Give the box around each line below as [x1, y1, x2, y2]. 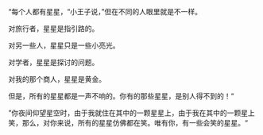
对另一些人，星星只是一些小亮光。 [8, 40, 120, 50]
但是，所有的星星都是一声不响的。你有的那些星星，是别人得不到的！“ [8, 91, 234, 101]
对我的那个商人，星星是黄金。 [8, 75, 106, 83]
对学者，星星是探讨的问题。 [8, 58, 99, 67]
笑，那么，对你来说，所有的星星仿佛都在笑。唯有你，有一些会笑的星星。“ [8, 118, 249, 127]
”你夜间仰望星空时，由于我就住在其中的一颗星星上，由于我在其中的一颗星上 [8, 108, 256, 118]
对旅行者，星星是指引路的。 [8, 24, 99, 33]
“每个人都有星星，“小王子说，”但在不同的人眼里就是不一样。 [8, 7, 203, 16]
